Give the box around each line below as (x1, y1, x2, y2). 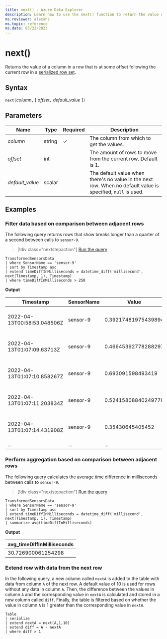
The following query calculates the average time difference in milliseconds (5, 474, 158, 480)
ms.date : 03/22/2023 (5, 26, 48, 31)
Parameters (5, 111, 42, 120)
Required (63, 126, 85, 133)
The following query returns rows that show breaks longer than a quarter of (5, 232, 160, 238)
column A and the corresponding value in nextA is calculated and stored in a (5, 591, 160, 597)
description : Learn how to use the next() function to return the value (5, 12, 159, 17)
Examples (5, 205, 36, 214)
